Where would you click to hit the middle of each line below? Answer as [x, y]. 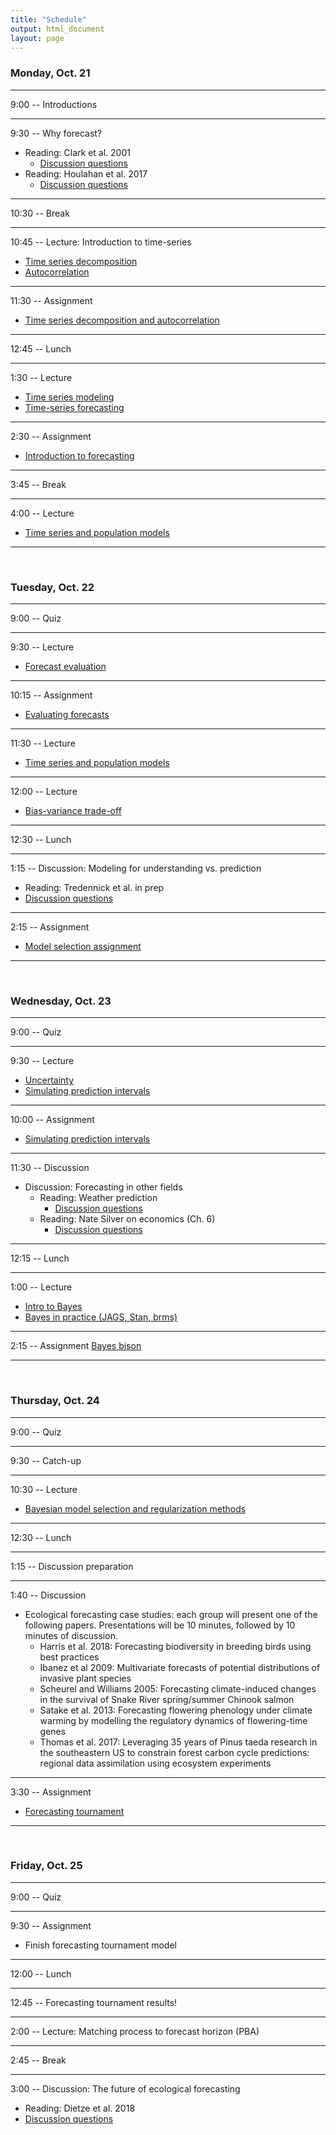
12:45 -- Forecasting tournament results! [94, 2002]
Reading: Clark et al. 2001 [77, 152]
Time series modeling [69, 397]
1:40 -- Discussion [48, 1595]
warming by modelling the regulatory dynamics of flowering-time [173, 1720]
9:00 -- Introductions [54, 104]
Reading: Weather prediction [98, 1198]
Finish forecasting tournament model [100, 1945]
